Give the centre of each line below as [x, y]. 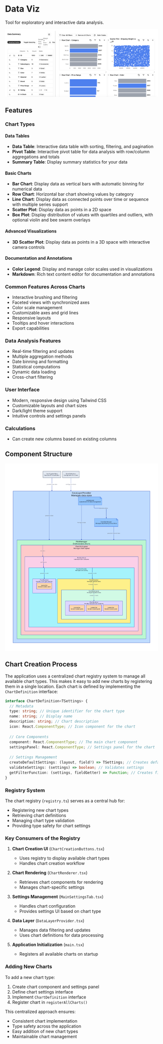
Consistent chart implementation [45, 1021]
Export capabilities [31, 328]
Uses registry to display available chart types [64, 858]
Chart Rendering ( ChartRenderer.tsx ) [50, 873]
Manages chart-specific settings [52, 887]
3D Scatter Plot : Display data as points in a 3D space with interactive [81, 242]
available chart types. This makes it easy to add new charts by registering [79, 681]
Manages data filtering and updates [55, 930]
